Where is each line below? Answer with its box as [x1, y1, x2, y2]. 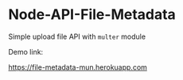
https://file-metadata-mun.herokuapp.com [8, 62, 147, 72]
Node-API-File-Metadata [8, 6, 177, 24]
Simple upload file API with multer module [8, 32, 146, 41]
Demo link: [8, 47, 44, 56]
